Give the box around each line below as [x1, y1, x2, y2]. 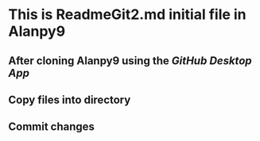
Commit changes [8, 120, 95, 134]
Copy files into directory [8, 93, 131, 106]
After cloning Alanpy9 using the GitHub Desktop [8, 54, 252, 67]
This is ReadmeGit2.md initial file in [8, 6, 246, 24]
